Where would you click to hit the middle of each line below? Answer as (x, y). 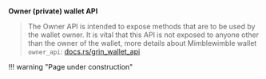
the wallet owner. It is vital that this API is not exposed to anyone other (143, 35)
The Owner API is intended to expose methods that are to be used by (141, 27)
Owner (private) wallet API (53, 11)
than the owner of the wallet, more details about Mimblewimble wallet (142, 43)
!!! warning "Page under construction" (71, 67)
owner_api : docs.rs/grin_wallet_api (84, 52)
